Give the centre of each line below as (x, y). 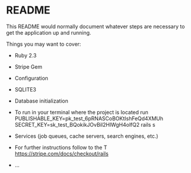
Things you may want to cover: (44, 44)
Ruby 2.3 (26, 55)
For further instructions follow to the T (61, 147)
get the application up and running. (49, 32)
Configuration (31, 78)
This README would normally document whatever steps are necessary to (95, 26)
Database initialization (42, 101)
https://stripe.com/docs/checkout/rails (62, 154)
